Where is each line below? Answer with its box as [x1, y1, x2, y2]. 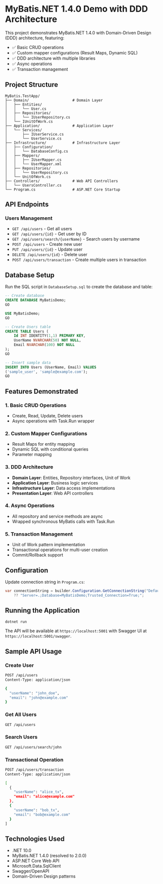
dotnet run [5, 619, 27, 624]
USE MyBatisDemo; [5, 311, 40, 316]
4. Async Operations [5, 502, 55, 509]
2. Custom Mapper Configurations [5, 430, 87, 437]
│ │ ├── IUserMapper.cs [5, 157, 62, 162]
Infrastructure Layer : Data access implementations [12, 485, 115, 491]
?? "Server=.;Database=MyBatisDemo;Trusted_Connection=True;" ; [14, 593, 145, 598]
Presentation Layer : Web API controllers [12, 490, 94, 496]
